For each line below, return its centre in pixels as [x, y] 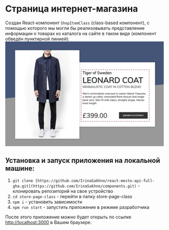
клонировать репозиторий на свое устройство [63, 191]
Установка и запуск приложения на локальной [83, 160]
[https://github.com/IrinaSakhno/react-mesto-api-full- [95, 181]
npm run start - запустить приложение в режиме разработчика [81, 207]
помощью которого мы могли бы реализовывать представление [75, 28]
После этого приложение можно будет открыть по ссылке [68, 217]
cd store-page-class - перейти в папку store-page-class [72, 196]
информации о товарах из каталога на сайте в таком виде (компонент [81, 33]
